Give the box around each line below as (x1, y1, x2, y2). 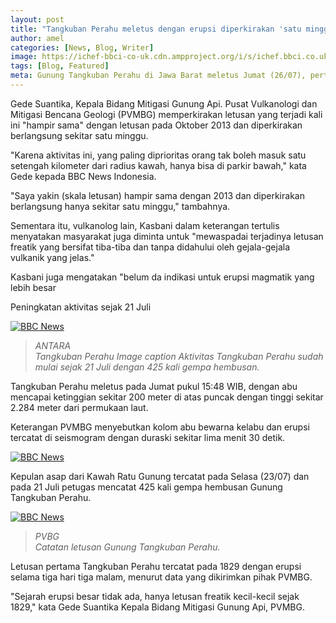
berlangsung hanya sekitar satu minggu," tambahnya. (10, 200, 231, 212)
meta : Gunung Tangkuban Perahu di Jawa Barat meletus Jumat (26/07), (10, 71, 307, 81)
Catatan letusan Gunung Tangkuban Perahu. (34, 541, 221, 553)
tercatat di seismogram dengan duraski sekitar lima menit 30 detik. (10, 431, 286, 443)
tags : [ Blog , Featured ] (10, 61, 110, 71)
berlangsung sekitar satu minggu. (10, 129, 149, 141)
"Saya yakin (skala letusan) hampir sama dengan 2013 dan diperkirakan (10, 189, 305, 201)
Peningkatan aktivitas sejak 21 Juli (10, 301, 152, 313)
